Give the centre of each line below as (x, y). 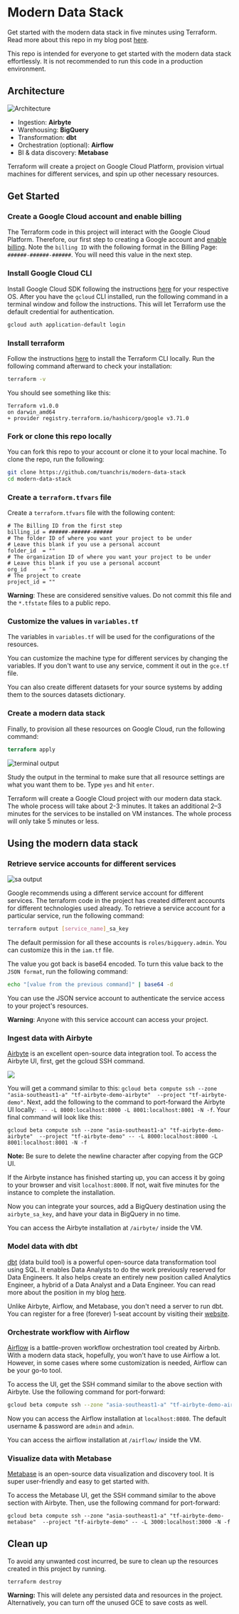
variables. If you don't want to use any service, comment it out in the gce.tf (118, 666)
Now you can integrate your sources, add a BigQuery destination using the (117, 1207)
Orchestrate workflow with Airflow (69, 1332)
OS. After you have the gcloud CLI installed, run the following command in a (118, 296)
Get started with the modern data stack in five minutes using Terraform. (112, 32)
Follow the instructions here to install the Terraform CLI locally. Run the (111, 358)
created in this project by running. (57, 1568)
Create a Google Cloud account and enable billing (95, 217)
